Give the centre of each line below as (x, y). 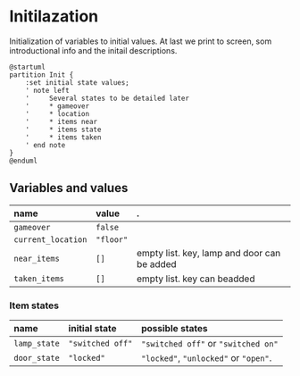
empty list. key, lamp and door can (209, 253)
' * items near (62, 121)
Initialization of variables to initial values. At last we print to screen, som (141, 41)
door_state (37, 358)
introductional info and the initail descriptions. (93, 50)
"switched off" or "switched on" (210, 344)
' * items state (63, 130)
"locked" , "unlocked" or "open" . (207, 358)
